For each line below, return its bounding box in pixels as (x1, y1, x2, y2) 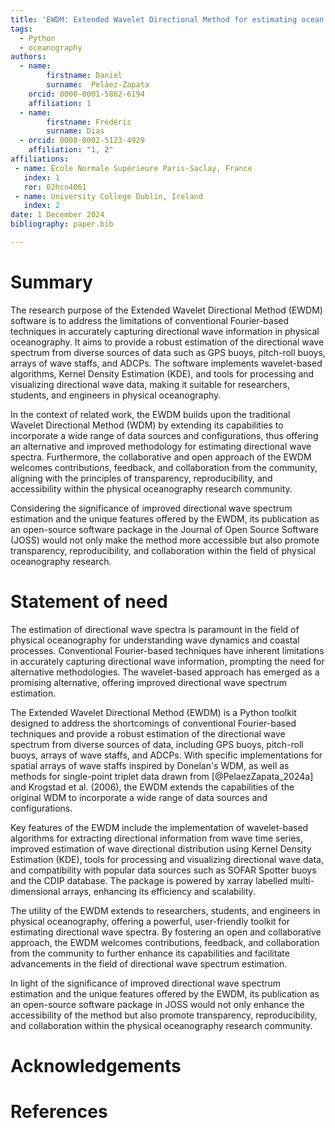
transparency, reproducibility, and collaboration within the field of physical (10, 544, 317, 556)
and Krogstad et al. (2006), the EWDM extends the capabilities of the (10, 781, 295, 793)
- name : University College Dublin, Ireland (14, 191, 203, 201)
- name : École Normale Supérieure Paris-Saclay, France (14, 163, 253, 173)
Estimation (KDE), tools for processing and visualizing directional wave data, (10, 853, 324, 865)
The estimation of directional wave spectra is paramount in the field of (10, 623, 300, 635)
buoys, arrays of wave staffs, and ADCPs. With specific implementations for (10, 749, 323, 761)
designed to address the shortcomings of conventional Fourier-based (10, 717, 297, 729)
